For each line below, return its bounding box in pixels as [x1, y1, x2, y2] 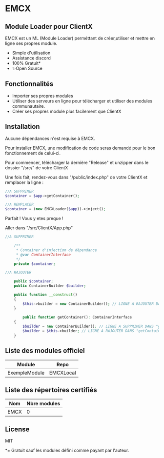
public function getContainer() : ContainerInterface [22, 315, 132, 320]
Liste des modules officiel [5, 347, 85, 355]
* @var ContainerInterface [16, 252, 71, 257]
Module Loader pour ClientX [5, 22, 93, 31]
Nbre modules [26, 400, 61, 407]
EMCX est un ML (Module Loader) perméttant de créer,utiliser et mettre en [5, 35, 155, 41]
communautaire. [12, 103, 45, 109]
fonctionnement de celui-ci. [5, 150, 61, 156]
